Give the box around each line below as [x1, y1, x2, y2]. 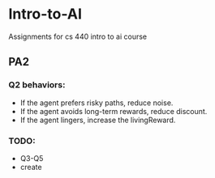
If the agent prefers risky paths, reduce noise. [19, 98, 174, 108]
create [19, 162, 42, 172]
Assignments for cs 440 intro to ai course [8, 32, 148, 41]
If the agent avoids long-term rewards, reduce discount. [19, 106, 208, 116]
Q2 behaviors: [8, 79, 66, 91]
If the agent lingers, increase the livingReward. [19, 115, 176, 125]
